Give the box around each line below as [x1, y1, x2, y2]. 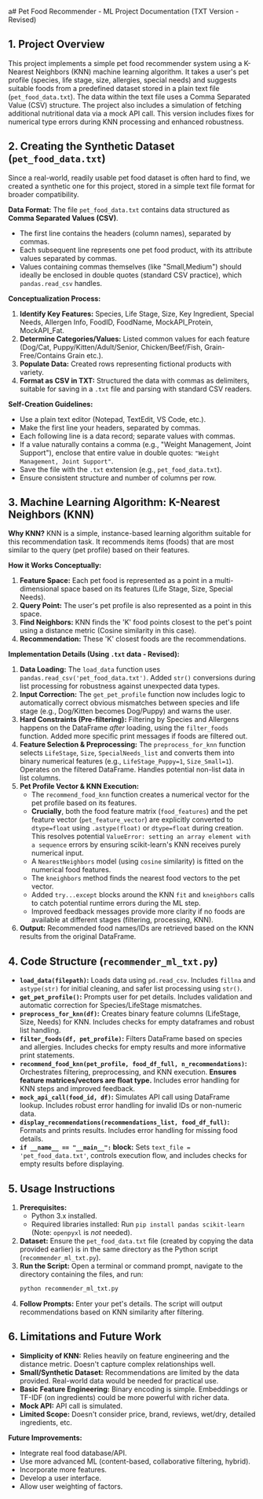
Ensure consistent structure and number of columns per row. [19, 473, 217, 482]
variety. [19, 367, 45, 376]
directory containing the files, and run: [19, 1270, 144, 1279]
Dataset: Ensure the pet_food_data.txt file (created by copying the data [19, 1237, 254, 1246]
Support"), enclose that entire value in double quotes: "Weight [19, 448, 220, 457]
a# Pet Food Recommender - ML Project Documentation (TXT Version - [8, 7, 239, 16]
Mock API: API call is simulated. [19, 1401, 123, 1410]
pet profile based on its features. [31, 798, 137, 808]
